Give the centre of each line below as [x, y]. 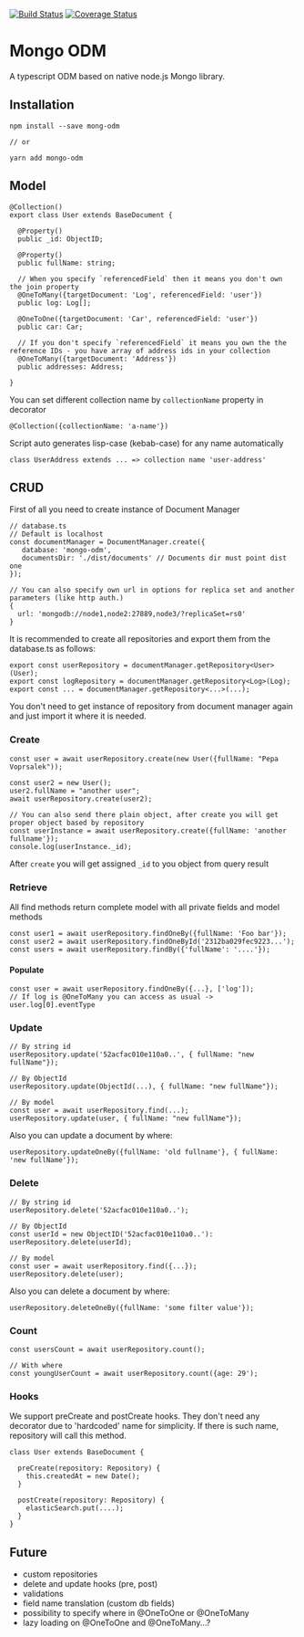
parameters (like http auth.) [67, 598]
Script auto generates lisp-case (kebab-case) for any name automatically [147, 443]
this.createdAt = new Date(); [83, 1476]
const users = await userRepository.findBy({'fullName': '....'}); [140, 950]
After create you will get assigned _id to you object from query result [139, 864]
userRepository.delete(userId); [71, 1242]
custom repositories [60, 1574]
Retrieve [29, 887]
